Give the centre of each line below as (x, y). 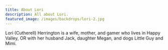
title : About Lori (24, 10)
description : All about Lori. (37, 14)
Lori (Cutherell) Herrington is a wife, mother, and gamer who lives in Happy (83, 33)
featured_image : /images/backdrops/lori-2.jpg (55, 19)
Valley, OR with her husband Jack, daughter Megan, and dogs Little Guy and (84, 38)
